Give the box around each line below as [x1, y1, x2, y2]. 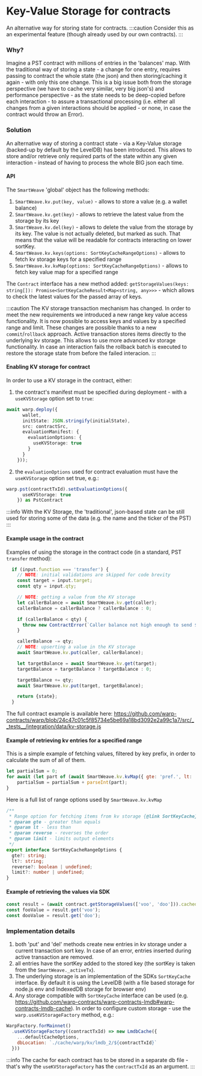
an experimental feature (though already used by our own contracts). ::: [6, 30, 183, 37]
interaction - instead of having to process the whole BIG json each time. [6, 159, 184, 166]
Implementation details [6, 927, 75, 935]
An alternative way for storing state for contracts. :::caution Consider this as [6, 24, 194, 31]
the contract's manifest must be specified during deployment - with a [14, 388, 187, 395]
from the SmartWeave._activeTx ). [14, 966, 95, 973]
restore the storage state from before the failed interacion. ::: [6, 349, 156, 357]
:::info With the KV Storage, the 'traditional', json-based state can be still [6, 508, 185, 516]
